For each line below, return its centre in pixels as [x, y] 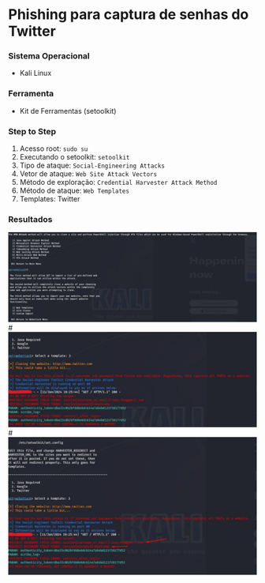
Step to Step [32, 131]
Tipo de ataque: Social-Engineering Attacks [92, 165]
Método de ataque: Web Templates [75, 190]
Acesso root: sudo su [54, 149]
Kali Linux [35, 73]
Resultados [30, 219]
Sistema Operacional [49, 56]
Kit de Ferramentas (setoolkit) [68, 111]
